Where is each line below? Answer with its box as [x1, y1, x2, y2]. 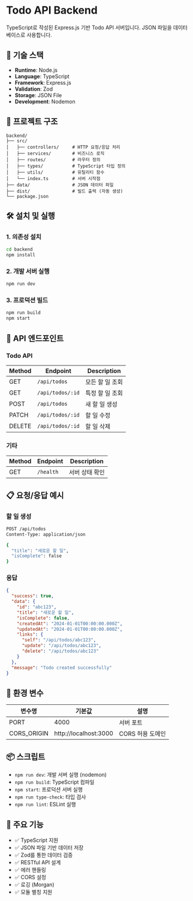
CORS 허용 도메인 [119, 730, 166, 738]
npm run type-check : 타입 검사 [14, 793, 87, 800]
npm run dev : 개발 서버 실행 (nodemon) [14, 771, 107, 778]
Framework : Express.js [14, 79, 72, 86]
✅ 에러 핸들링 [14, 866, 46, 873]
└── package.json [6, 193, 49, 199]
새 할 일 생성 [85, 400, 118, 408]
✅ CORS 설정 [14, 873, 47, 880]
